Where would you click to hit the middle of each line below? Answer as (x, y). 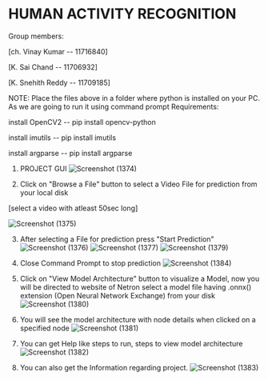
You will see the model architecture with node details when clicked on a (138, 319)
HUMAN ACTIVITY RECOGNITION (122, 14)
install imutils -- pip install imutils (62, 138)
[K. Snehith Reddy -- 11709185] (59, 82)
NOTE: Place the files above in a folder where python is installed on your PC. (134, 98)
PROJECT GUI (43, 168)
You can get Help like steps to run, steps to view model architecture (131, 343)
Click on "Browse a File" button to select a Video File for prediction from (138, 184)
